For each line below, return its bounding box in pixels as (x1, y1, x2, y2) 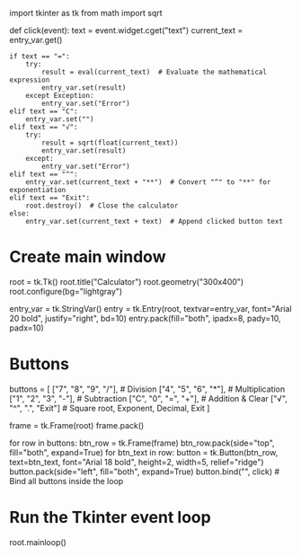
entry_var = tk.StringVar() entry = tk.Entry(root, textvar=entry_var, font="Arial (9, 303, 292, 313)
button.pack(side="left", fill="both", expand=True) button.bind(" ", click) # (9, 466, 280, 477)
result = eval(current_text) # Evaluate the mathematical (41, 67, 268, 76)
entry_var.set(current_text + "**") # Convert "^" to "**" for (25, 178, 271, 187)
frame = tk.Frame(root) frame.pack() (9, 419, 145, 430)
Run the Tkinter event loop (9, 507, 211, 528)
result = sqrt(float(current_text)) (41, 138, 179, 147)
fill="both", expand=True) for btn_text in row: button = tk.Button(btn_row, (9, 446, 279, 457)
